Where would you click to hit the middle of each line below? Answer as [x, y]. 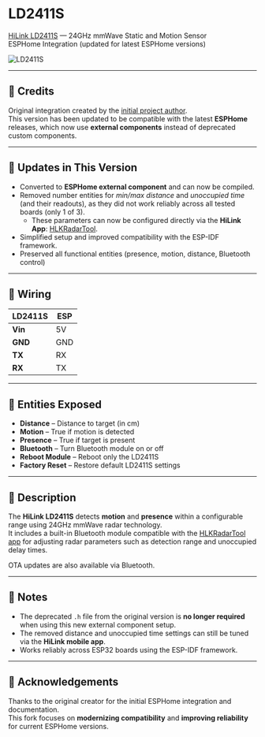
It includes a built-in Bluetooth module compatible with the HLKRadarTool [127, 533]
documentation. [34, 709]
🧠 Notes [28, 597]
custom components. [43, 136]
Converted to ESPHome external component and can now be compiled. [137, 187]
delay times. [28, 550]
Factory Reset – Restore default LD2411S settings [100, 465]
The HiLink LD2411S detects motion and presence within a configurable [125, 516]
